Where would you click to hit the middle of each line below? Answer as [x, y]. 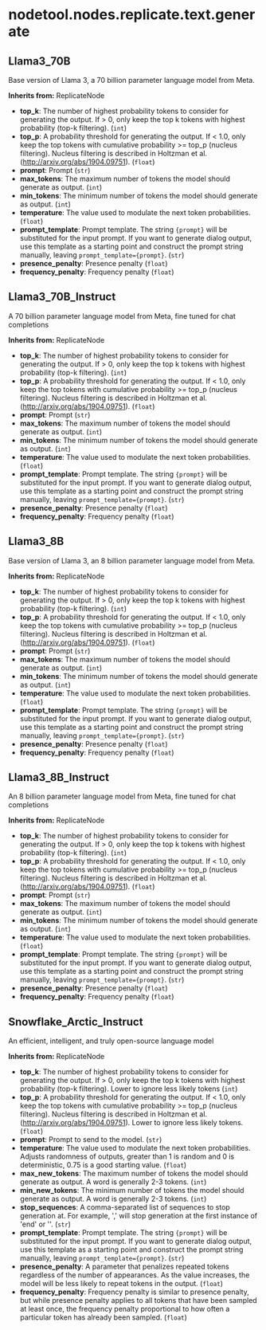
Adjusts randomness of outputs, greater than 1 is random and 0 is [127, 1156]
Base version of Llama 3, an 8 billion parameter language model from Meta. [132, 560]
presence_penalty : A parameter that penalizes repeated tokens [124, 1267]
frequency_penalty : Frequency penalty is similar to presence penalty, [134, 1292]
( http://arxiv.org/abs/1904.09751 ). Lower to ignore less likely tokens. [131, 1123]
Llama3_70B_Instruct [62, 297]
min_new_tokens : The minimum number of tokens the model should [132, 1191]
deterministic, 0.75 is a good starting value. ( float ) [103, 1165]
